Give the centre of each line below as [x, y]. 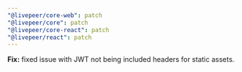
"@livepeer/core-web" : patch [55, 15]
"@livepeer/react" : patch [49, 37]
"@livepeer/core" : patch [48, 23]
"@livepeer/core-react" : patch [58, 30]
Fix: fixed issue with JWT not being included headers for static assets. [121, 59]
